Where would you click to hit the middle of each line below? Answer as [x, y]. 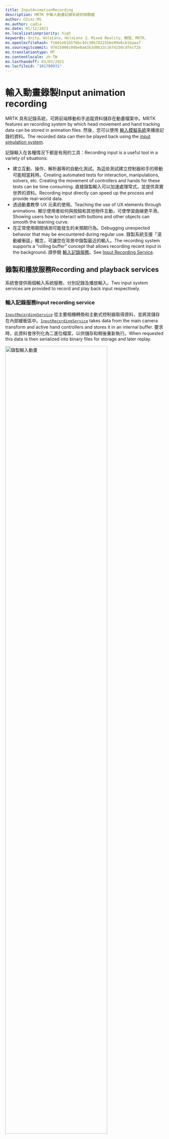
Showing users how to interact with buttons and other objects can [81, 217]
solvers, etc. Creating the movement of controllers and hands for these [86, 181]
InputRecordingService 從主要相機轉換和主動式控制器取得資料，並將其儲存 [83, 315]
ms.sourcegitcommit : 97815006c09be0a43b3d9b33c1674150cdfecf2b [73, 47]
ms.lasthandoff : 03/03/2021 [35, 62]
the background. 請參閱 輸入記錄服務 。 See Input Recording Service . [83, 252]
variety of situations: [26, 158]
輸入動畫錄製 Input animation [65, 93]
